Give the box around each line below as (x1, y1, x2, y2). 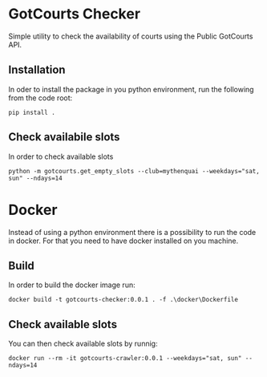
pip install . (8, 108, 56, 116)
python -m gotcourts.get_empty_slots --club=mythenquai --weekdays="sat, (8, 167, 261, 175)
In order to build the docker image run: (8, 280, 136, 290)
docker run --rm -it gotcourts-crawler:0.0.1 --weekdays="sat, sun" (8, 355, 242, 363)
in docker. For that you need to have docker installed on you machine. (8, 236, 239, 245)
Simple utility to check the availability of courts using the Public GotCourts (8, 31, 253, 41)
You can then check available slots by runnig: (8, 338, 158, 349)
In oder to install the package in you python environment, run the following (8, 84, 254, 94)
